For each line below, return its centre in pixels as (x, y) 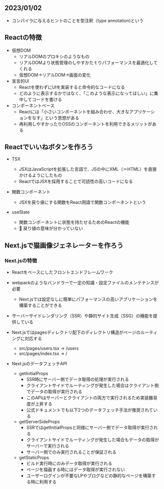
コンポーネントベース (33, 106)
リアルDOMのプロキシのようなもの (54, 56)
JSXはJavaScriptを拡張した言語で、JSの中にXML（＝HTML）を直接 (88, 169)
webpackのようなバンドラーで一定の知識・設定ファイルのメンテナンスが (85, 283)
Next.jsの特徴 (21, 261)
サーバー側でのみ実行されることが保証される (71, 452)
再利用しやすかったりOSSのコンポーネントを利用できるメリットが (85, 124)
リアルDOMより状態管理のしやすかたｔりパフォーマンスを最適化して (88, 62)
